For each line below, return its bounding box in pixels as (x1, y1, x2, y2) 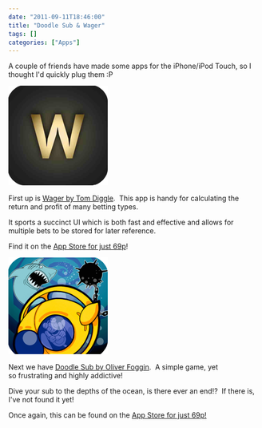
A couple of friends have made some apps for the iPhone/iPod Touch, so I (8, 61, 252, 71)
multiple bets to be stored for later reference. (8, 226, 157, 236)
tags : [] (8, 30, 38, 38)
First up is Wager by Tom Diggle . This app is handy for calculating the (8, 193, 240, 204)
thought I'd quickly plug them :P (8, 70, 113, 79)
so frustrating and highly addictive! (8, 371, 123, 381)
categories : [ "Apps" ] (8, 38, 81, 46)
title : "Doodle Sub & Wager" (8, 21, 105, 30)
